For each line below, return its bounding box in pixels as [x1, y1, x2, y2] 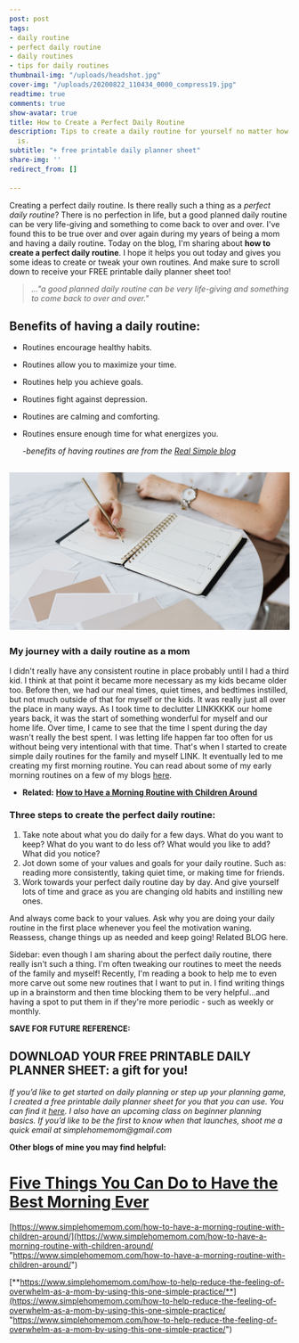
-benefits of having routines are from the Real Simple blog [21, 446, 237, 456]
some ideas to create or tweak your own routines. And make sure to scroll [9, 257, 280, 267]
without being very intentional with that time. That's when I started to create [9, 741, 287, 752]
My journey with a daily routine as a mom [9, 645, 190, 658]
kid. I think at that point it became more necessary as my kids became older [9, 675, 287, 685]
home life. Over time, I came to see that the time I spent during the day [9, 722, 268, 733]
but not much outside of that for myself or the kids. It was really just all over [9, 693, 287, 704]
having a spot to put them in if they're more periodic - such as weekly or [9, 996, 274, 1007]
